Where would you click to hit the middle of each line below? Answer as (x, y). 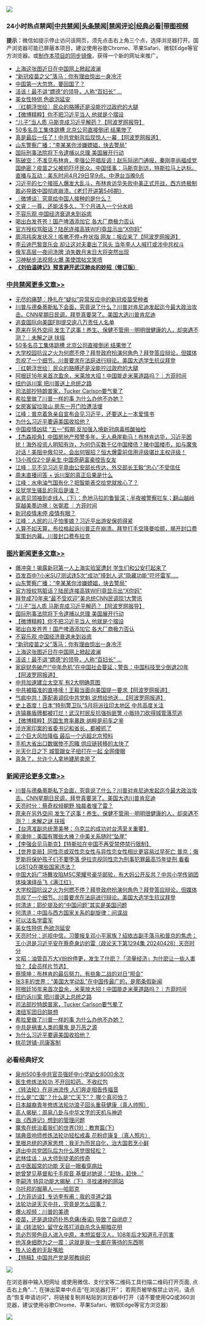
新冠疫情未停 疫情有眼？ (45, 513)
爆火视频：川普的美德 (42, 1212)
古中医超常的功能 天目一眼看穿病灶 (59, 1166)
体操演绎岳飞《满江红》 (45, 882)
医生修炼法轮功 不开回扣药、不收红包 (61, 1082)
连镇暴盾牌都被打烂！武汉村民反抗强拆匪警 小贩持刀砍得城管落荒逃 (99, 712)
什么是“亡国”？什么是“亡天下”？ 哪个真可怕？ (71, 1097)
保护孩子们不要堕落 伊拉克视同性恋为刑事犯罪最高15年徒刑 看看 (110, 859)
